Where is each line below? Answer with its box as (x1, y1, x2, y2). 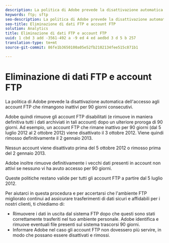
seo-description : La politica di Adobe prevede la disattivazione (5, 17, 147, 22)
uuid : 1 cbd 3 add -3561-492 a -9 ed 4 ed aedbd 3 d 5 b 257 (5, 36, 136, 41)
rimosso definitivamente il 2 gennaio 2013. (5, 135, 93, 141)
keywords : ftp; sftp (5, 12, 49, 17)
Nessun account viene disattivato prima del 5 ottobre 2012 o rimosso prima (5, 145, 161, 151)
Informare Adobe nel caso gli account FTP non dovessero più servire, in (12, 226, 162, 232)
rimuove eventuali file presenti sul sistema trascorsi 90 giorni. (12, 221, 140, 227)
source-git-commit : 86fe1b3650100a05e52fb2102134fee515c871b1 (5, 45, 138, 50)
